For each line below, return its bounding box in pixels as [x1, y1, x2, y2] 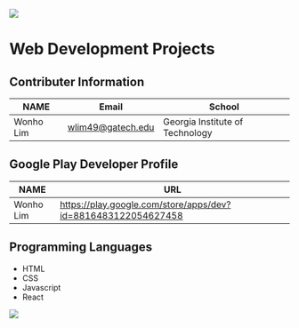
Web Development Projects [9, 39, 215, 60]
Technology [163, 127, 213, 139]
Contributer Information [9, 74, 145, 89]
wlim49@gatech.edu [67, 121, 155, 133]
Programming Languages [9, 240, 153, 255]
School [208, 100, 240, 113]
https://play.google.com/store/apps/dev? [59, 198, 231, 211]
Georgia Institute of [163, 116, 244, 128]
